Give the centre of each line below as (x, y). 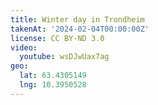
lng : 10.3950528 (53, 85)
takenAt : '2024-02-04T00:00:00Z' (80, 29)
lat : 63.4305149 (53, 76)
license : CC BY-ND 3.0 (57, 38)
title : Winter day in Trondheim (77, 19)
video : (24, 47)
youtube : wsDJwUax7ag (64, 57)
